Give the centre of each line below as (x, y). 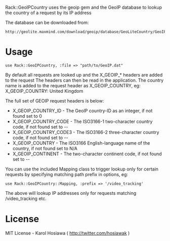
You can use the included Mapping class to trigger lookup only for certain (82, 169)
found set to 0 (27, 116)
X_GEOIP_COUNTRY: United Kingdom (44, 91)
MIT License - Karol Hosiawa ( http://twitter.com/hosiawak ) (68, 233)
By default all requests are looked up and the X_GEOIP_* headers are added (84, 75)
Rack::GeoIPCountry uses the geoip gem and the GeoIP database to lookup (84, 7)
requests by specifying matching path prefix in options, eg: (67, 174)
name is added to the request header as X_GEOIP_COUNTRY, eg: (73, 85)
